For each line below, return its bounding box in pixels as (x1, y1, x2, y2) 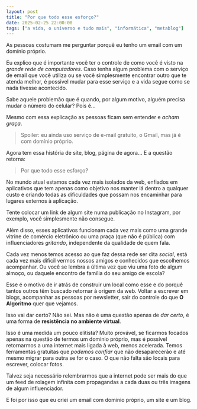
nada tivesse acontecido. (6, 84, 67, 92)
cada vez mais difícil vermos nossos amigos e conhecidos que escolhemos (6, 257, 190, 264)
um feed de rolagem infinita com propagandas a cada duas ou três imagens (6, 379, 191, 386)
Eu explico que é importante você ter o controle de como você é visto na (6, 59, 183, 66)
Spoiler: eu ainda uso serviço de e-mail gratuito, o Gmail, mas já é (20, 132, 182, 139)
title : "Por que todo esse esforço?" (6, 14, 99, 20)
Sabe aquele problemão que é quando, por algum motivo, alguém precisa (6, 96, 185, 103)
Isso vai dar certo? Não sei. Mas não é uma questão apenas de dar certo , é (6, 312, 189, 319)
